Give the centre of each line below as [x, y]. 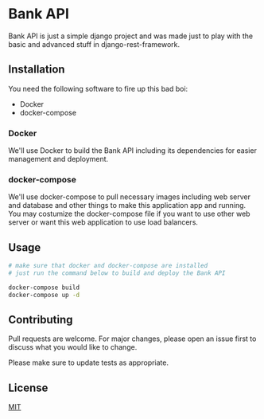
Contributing [41, 320]
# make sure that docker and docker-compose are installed [108, 266]
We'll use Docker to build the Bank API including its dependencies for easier [132, 151]
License [28, 388]
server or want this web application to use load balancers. [103, 222]
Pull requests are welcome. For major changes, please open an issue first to [132, 339]
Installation [37, 70]
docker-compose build [44, 288]
